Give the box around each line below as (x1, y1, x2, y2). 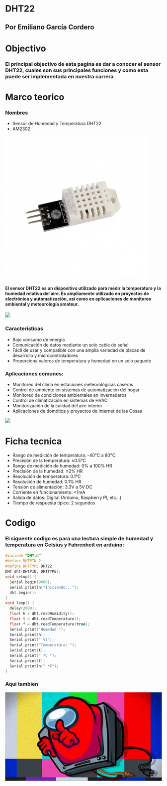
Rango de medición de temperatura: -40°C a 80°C (12, 452, 116, 458)
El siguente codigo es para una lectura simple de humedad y (5, 535, 154, 542)
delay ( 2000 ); (9, 606, 37, 611)
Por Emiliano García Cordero (5, 23, 94, 31)
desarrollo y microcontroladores (12, 352, 79, 358)
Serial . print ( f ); (9, 658, 46, 663)
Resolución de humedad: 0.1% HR (12, 478, 82, 484)
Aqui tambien (5, 681, 38, 688)
